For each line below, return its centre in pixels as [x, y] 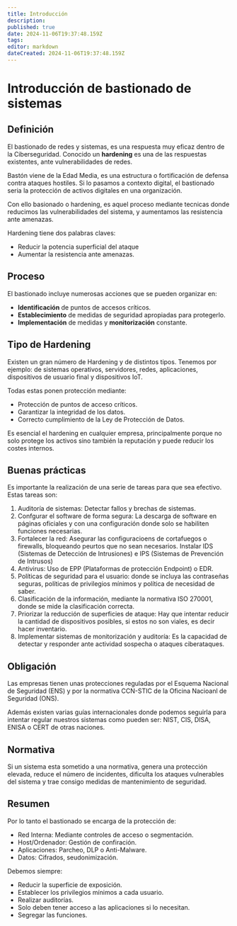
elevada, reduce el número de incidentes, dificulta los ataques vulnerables [116, 774]
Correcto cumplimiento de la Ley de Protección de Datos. [101, 419]
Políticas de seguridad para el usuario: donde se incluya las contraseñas [123, 576]
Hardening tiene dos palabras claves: [62, 233]
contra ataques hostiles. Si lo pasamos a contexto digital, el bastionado [111, 183]
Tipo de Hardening [49, 345]
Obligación [32, 666]
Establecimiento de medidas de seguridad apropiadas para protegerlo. [122, 315]
